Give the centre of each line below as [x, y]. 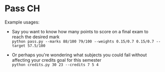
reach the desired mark [36, 37]
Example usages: [22, 22]
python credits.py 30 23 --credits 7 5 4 [55, 65]
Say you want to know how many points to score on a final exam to [80, 31]
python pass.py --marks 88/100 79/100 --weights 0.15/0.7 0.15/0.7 [83, 41]
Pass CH [22, 9]
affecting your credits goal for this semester [56, 60]
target [19, 46]
